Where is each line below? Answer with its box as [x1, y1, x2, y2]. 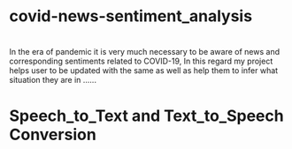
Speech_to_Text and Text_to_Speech [9, 106, 285, 125]
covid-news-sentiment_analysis [9, 6, 253, 26]
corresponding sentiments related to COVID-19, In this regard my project [9, 56, 273, 67]
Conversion [9, 124, 97, 145]
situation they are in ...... [9, 75, 97, 86]
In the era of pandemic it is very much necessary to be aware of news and [9, 47, 280, 57]
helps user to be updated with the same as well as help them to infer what [9, 65, 279, 76]
